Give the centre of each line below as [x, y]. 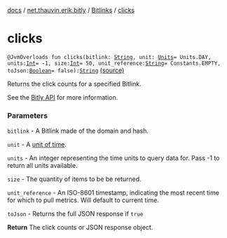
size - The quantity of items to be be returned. [74, 179]
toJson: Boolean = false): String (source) [66, 70]
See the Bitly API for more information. [63, 97]
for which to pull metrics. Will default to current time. [83, 200]
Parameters [27, 115]
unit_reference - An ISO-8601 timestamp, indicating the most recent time [113, 193]
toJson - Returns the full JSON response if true [75, 214]
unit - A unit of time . [37, 145]
